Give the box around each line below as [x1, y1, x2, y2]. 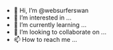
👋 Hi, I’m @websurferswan [13, 7, 89, 14]
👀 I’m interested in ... [13, 14, 72, 22]
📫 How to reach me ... [13, 36, 77, 43]
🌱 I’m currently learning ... [13, 21, 87, 28]
